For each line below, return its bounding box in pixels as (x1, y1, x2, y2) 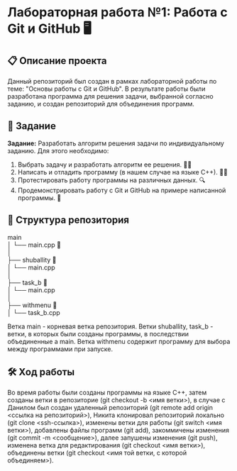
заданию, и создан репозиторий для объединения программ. (7, 100, 195, 108)
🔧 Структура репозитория (7, 214, 130, 226)
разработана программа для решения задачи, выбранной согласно (7, 92, 214, 100)
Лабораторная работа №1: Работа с (7, 4, 228, 21)
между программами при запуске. (7, 345, 114, 353)
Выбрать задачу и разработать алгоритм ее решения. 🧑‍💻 (17, 160, 192, 169)
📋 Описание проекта (7, 55, 107, 67)
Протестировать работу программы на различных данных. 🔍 (17, 175, 206, 184)
